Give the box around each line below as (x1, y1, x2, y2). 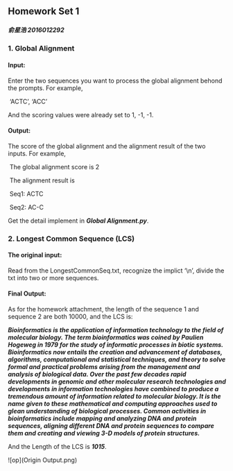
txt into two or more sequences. (8, 273, 99, 282)
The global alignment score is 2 (9, 162, 100, 171)
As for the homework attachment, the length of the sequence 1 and (8, 305, 200, 314)
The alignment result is (9, 176, 75, 185)
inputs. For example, (8, 149, 67, 157)
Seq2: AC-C (9, 203, 44, 211)
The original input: (8, 251, 62, 259)
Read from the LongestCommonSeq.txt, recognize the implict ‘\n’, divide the (8, 266, 225, 275)
